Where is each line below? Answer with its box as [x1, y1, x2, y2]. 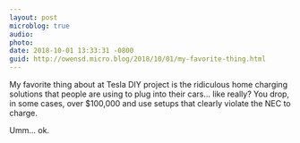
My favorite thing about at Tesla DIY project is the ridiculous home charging [9, 80, 288, 89]
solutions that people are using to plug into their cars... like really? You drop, [9, 88, 289, 99]
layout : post [9, 13, 58, 22]
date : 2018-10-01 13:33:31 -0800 [9, 46, 134, 55]
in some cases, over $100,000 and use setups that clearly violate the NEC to [9, 98, 291, 108]
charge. [9, 108, 38, 118]
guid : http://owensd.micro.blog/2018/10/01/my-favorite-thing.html [9, 55, 267, 63]
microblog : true [9, 21, 70, 30]
